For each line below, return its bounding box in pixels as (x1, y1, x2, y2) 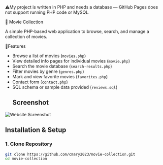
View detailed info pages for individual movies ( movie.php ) (12, 58, 130, 64)
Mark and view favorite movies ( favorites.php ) (12, 74, 108, 79)
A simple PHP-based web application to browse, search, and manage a (5, 29, 149, 34)
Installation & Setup (5, 126, 66, 134)
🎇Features (5, 43, 26, 49)
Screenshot (12, 99, 49, 107)
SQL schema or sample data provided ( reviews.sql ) (12, 84, 118, 90)
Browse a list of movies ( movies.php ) (12, 53, 86, 59)
